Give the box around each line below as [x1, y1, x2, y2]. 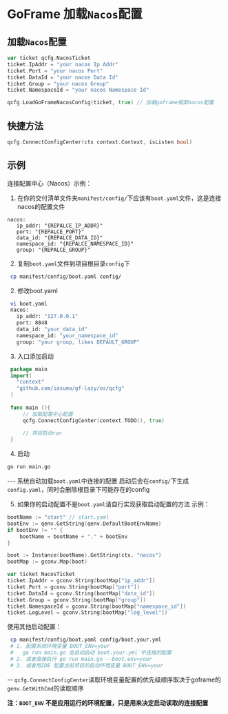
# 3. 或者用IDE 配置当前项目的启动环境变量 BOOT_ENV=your [10, 662, 164, 669]
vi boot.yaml [10, 300, 48, 307]
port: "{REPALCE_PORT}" [16, 228, 85, 235]
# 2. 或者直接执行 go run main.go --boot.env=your [10, 655, 153, 662]
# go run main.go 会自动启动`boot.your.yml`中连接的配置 [10, 649, 172, 656]
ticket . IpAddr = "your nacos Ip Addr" [7, 61, 118, 68]
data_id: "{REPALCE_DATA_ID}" [16, 234, 103, 241]
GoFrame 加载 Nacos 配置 [7, 6, 143, 22]
